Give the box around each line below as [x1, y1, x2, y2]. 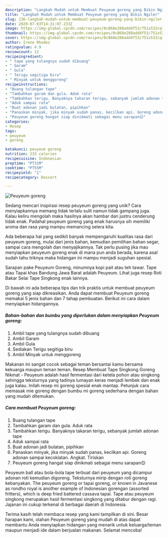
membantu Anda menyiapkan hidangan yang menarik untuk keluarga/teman [5, 522, 161, 528]
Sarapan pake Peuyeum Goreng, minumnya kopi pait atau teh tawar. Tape [5, 264, 156, 271]
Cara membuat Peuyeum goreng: [5, 404, 76, 411]
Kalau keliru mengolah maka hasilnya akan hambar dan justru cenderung [5, 213, 155, 219]
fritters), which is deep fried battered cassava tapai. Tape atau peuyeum [5, 491, 154, 497]
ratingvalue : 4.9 [5, 45, 41, 50]
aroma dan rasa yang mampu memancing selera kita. [5, 224, 114, 230]
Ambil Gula [12, 341, 35, 347]
